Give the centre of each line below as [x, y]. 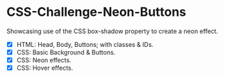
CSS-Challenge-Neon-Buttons [97, 12]
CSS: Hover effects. [45, 68]
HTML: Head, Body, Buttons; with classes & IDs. [85, 44]
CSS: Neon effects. [44, 60]
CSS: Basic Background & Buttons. [66, 52]
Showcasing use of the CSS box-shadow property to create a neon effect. [112, 31]
